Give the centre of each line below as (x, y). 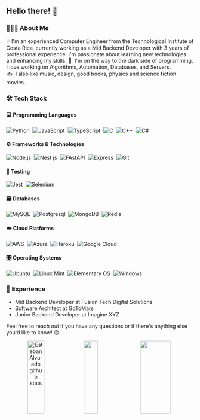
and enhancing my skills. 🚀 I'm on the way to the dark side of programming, (100, 60)
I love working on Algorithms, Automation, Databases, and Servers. (89, 67)
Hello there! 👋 (32, 11)
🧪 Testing (18, 171)
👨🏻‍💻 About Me (27, 28)
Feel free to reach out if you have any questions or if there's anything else (97, 326)
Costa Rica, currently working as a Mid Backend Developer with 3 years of (98, 48)
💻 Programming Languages (41, 115)
